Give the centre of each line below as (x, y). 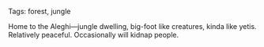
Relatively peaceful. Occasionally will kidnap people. (94, 35)
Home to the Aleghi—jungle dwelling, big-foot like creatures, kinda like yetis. (132, 26)
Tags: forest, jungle (40, 11)
